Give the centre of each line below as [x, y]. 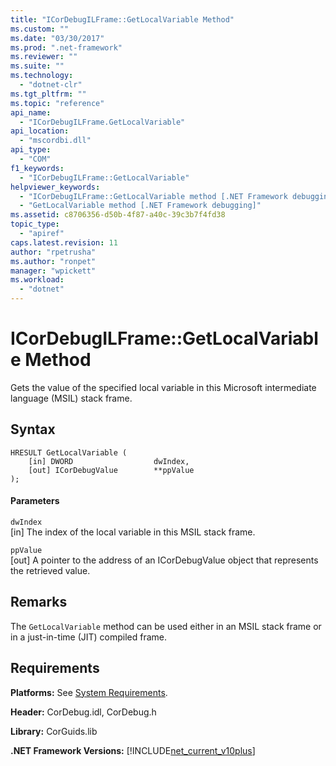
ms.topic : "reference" [57, 103]
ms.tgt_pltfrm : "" [48, 94]
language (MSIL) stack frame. [71, 398]
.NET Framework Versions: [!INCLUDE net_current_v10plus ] [133, 750]
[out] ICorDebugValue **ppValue [111, 470]
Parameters [35, 501]
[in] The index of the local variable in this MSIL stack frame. [133, 532]
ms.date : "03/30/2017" [57, 38]
